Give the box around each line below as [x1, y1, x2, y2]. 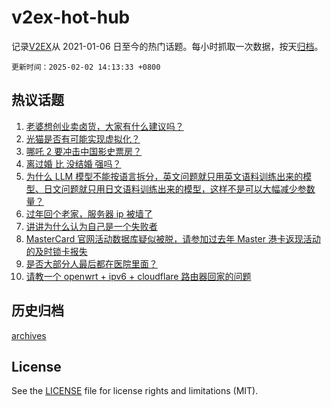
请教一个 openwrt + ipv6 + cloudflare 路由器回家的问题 [25, 270, 252, 282]
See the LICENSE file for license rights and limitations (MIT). [11, 385, 259, 397]
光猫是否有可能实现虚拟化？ [25, 132, 141, 145]
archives [11, 329, 47, 341]
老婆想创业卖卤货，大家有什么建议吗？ [25, 120, 184, 132]
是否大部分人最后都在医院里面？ [25, 257, 158, 270]
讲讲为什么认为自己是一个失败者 [25, 220, 158, 232]
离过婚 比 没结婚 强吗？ [25, 157, 122, 170]
